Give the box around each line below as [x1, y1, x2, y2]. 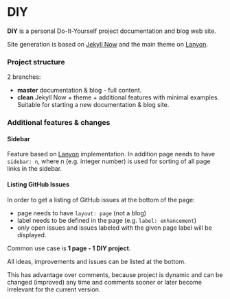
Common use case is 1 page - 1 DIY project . [7, 244, 131, 252]
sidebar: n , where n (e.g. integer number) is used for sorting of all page [7, 157, 211, 165]
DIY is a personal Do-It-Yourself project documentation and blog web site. [7, 27, 216, 35]
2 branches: [7, 73, 41, 81]
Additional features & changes [7, 118, 111, 128]
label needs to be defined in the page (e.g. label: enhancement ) [16, 216, 197, 224]
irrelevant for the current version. [7, 285, 101, 294]
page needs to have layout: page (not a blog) [16, 208, 146, 217]
